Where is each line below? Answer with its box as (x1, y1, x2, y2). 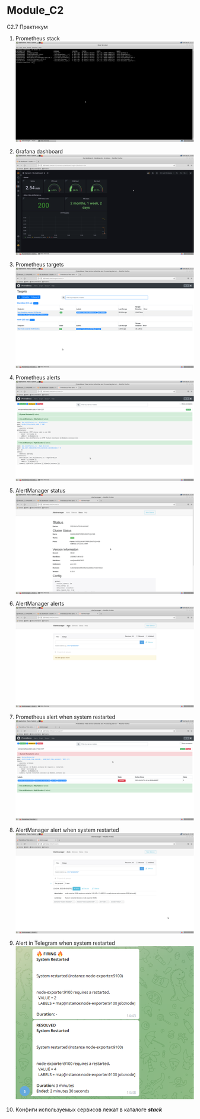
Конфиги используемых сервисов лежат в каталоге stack (15, 1106, 163, 1113)
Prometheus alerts (15, 374, 61, 381)
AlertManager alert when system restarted (15, 826, 119, 833)
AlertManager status (15, 487, 66, 494)
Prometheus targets (15, 261, 64, 268)
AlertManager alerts (15, 600, 65, 607)
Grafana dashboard (15, 148, 63, 155)
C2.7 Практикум (7, 23, 48, 30)
